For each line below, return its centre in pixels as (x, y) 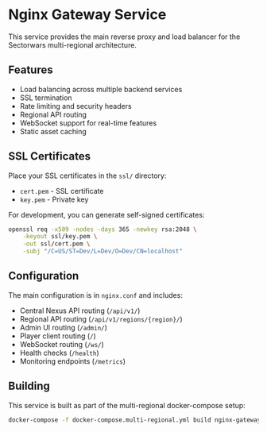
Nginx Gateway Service (87, 15)
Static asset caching (53, 131)
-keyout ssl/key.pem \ (60, 237)
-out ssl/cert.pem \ (56, 244)
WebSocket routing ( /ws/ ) (62, 344)
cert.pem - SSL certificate (62, 191)
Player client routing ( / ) (58, 336)
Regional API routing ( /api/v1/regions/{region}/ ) (101, 318)
